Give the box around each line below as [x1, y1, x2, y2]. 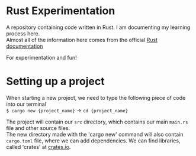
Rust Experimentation [6, 4, 115, 18]
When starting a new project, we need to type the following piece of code [6, 94, 186, 101]
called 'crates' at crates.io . [6, 143, 71, 150]
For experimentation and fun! [6, 54, 77, 61]
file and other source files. [6, 124, 70, 131]
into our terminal [6, 100, 46, 108]
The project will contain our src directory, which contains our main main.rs [6, 118, 188, 125]
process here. [6, 30, 40, 37]
